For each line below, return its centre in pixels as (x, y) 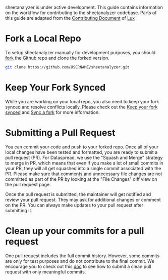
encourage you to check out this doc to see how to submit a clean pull (78, 266)
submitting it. (19, 210)
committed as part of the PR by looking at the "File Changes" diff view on (81, 179)
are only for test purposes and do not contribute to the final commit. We (80, 261)
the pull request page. (28, 184)
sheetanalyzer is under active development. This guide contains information (84, 7)
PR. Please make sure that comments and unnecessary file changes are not (84, 174)
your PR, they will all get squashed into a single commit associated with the (83, 168)
